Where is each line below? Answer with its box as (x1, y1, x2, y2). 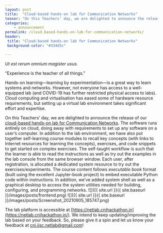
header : (5, 34, 21, 39)
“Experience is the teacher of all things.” (5, 70, 86, 76)
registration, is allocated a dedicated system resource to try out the (5, 161, 140, 167)
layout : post (5, 7, 32, 12)
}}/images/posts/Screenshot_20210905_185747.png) (5, 197, 110, 203)
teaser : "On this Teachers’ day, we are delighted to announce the (5, 16, 145, 21)
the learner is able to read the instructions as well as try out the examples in (5, 151, 157, 157)
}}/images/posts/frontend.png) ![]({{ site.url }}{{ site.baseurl (5, 192, 125, 198)
